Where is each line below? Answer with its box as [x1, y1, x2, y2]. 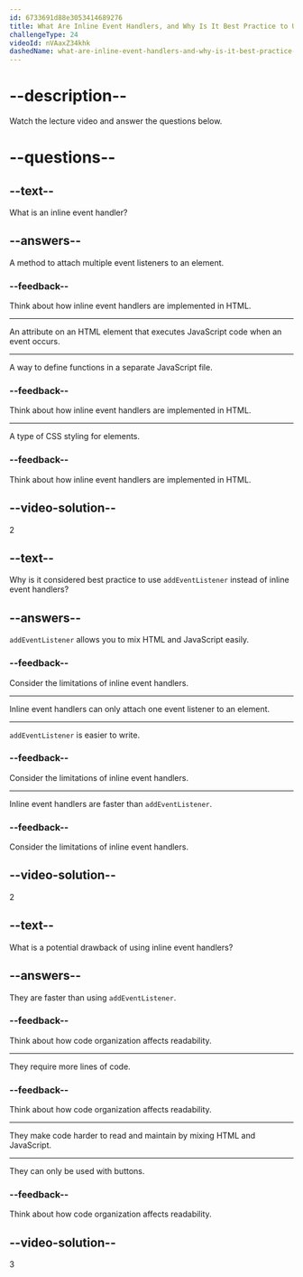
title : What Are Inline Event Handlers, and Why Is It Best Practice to [9, 22, 289, 31]
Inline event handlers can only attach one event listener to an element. [9, 703, 271, 714]
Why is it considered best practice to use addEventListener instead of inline [9, 575, 290, 586]
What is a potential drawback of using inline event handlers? [9, 942, 234, 953]
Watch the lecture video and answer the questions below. [9, 116, 223, 127]
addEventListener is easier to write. [9, 729, 141, 740]
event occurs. [9, 336, 60, 347]
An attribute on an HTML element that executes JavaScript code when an [9, 326, 282, 337]
